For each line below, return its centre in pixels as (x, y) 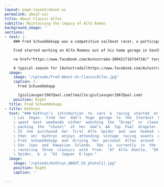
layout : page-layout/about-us (35, 10)
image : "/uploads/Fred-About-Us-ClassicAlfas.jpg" (66, 77)
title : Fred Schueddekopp (35, 104)
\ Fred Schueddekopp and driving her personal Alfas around (83, 140)
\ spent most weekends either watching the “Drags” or (78, 122)
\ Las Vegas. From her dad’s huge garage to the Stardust (83, 118)
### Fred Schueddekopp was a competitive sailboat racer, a (76, 42)
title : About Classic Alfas (33, 19)
